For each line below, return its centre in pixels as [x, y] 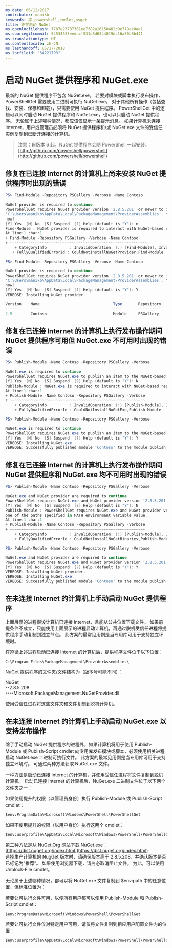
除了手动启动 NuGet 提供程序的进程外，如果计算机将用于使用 [69, 744]
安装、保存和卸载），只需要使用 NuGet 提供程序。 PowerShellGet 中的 [87, 108]
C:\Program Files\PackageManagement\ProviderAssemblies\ [67, 662]
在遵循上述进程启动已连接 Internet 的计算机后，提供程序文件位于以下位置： [84, 652]
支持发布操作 [26, 731]
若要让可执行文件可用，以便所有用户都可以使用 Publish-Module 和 [75, 898]
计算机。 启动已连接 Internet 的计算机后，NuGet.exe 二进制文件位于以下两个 [85, 781]
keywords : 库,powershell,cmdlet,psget [46, 20]
